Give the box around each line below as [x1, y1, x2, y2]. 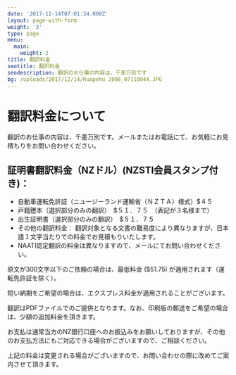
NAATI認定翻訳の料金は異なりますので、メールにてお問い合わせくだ [17, 241, 215, 250]
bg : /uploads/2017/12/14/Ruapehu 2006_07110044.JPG [7, 75, 162, 83]
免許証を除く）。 [13, 274, 60, 282]
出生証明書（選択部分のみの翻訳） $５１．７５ [17, 215, 155, 224]
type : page [7, 30, 39, 37]
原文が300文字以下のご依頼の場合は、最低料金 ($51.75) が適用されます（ [7, 265, 219, 274]
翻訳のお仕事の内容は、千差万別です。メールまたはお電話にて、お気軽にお [7, 133, 223, 141]
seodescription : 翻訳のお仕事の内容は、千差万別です [7, 69, 147, 76]
